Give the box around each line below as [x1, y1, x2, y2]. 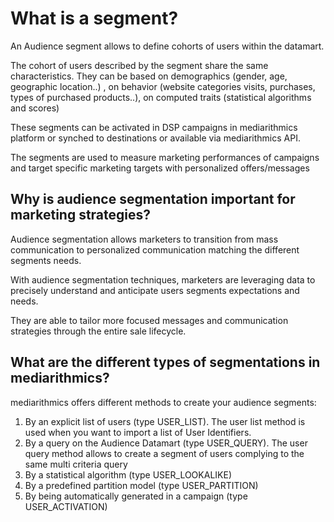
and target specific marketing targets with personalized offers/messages [10, 162, 310, 174]
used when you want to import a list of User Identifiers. [24, 426, 252, 438]
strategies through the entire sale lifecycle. [10, 325, 187, 337]
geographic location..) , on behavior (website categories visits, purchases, [10, 80, 316, 92]
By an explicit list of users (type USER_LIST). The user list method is [24, 415, 306, 427]
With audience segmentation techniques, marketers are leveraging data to [10, 273, 316, 286]
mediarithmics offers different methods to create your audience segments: [10, 396, 317, 408]
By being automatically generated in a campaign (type [24, 490, 248, 502]
